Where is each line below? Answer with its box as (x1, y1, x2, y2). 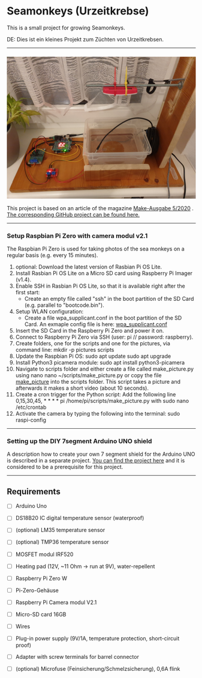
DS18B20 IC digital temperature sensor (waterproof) (15, 515, 144, 522)
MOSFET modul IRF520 (15, 551, 74, 558)
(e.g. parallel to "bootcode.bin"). (24, 301, 104, 309)
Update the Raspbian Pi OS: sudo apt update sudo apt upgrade (15, 353, 171, 360)
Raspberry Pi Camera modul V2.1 (15, 599, 97, 606)
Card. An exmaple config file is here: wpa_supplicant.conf (24, 321, 167, 328)
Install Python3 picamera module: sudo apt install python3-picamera (15, 359, 185, 366)
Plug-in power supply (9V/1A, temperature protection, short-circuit (15, 635, 180, 642)
